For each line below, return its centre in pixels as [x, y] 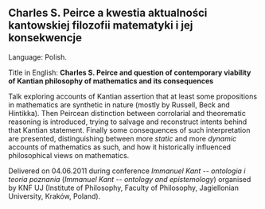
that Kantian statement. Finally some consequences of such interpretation [129, 130]
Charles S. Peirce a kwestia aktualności [108, 13]
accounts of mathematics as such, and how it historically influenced [120, 147]
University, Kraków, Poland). [55, 196]
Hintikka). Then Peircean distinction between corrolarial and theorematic [127, 113]
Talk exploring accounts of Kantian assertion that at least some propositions [132, 96]
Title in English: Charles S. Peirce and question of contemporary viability [130, 72]
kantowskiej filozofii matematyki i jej [101, 26]
